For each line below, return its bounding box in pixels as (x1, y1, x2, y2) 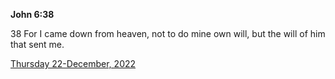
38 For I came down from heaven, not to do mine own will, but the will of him (10, 28, 326, 39)
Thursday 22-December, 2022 (10, 58, 137, 69)
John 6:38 (10, 9, 55, 20)
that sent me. (10, 39, 65, 50)
